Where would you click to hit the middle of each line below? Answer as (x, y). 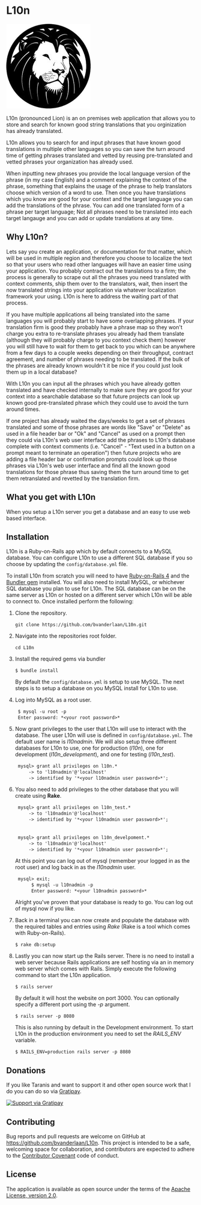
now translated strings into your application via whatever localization (91, 290)
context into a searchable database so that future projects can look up (93, 396)
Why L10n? (27, 237)
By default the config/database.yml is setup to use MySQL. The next (100, 682)
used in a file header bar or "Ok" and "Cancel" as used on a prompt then (96, 433)
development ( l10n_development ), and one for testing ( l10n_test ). (95, 754)
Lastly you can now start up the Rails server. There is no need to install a (104, 956)
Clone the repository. (41, 613)
